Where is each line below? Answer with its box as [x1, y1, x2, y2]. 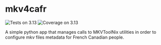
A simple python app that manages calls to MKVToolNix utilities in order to [5, 29, 157, 35]
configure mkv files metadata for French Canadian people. [5, 34, 124, 40]
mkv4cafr [5, 3, 47, 15]
